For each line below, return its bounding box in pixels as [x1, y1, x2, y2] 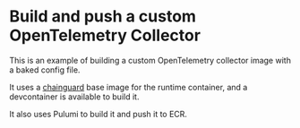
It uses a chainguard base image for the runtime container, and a [9, 81, 248, 92]
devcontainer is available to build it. [9, 91, 140, 102]
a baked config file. [9, 64, 81, 75]
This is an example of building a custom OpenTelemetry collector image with [9, 55, 291, 65]
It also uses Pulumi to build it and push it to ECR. [9, 108, 188, 119]
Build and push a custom [9, 6, 197, 27]
